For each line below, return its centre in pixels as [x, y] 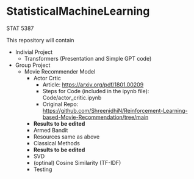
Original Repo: [60, 104]
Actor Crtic [47, 78]
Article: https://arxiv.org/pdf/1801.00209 [93, 85]
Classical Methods [57, 143]
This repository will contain [40, 40]
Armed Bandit [51, 130]
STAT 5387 [20, 28]
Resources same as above [66, 137]
